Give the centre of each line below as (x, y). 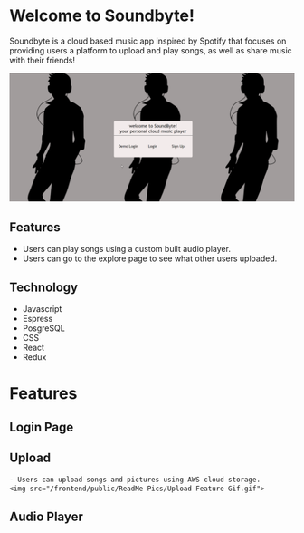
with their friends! (42, 60)
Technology (44, 287)
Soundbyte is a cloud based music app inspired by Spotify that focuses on (148, 41)
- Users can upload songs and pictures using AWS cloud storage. (135, 480)
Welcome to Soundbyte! (102, 16)
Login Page (42, 427)
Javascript (42, 308)
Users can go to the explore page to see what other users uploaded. (150, 258)
